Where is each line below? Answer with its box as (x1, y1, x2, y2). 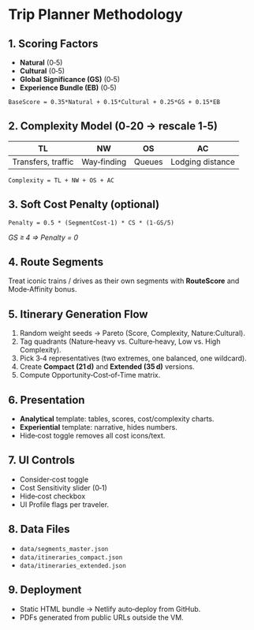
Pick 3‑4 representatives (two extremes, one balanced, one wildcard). (19, 353, 247, 363)
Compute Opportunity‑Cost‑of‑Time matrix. (19, 371, 161, 380)
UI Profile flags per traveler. (19, 499, 109, 509)
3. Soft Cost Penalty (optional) (8, 198, 160, 211)
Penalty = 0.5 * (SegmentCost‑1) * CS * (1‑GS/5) (8, 218, 175, 226)
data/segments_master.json (19, 545, 109, 553)
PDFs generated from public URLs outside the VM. (19, 613, 184, 622)
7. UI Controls (8, 453, 75, 467)
